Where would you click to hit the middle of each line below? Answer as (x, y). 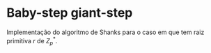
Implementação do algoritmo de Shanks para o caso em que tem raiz (105, 32)
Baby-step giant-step (70, 13)
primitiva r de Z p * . (32, 41)
